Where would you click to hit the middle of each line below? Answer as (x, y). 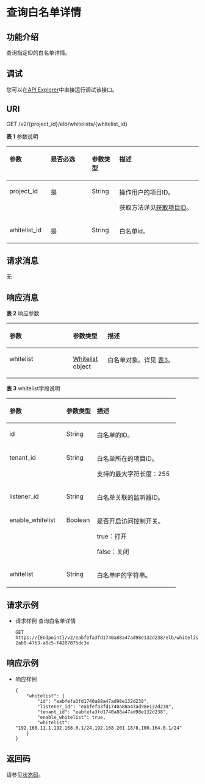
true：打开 (112, 536)
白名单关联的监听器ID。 (130, 497)
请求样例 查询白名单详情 (45, 621)
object (82, 366)
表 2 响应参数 (23, 313)
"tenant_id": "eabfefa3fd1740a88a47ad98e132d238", (103, 712)
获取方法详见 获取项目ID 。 (156, 207)
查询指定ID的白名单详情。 (38, 53)
